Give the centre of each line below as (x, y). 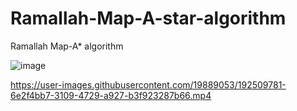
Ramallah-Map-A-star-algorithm (148, 18)
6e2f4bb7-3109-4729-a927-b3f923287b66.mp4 (111, 95)
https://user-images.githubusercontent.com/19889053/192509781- (148, 84)
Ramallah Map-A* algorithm (67, 46)
